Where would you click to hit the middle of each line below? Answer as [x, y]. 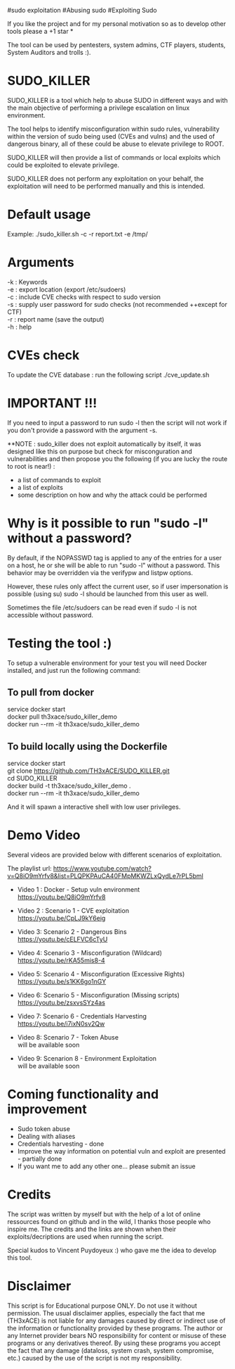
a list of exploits [40, 487]
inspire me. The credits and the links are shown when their [92, 1229]
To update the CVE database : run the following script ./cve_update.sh [108, 374]
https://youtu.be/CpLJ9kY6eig [61, 919]
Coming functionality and [83, 1094]
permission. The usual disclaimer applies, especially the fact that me [106, 1313]
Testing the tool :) [60, 643]
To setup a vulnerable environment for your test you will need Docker [107, 663]
